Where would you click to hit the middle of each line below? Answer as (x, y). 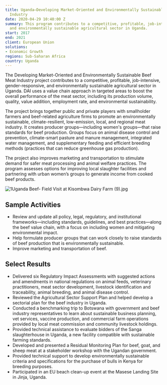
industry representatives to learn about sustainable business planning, (84, 313)
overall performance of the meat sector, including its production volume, (79, 96)
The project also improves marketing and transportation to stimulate (75, 158)
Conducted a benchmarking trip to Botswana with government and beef (86, 308)
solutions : (16, 47)
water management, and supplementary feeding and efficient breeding (78, 143)
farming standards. (32, 340)
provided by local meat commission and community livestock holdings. (85, 324)
